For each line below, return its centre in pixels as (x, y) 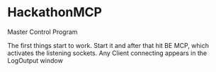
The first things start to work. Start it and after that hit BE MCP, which (108, 45)
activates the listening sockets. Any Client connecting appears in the (107, 53)
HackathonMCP (55, 12)
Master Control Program (42, 32)
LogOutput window (35, 60)
